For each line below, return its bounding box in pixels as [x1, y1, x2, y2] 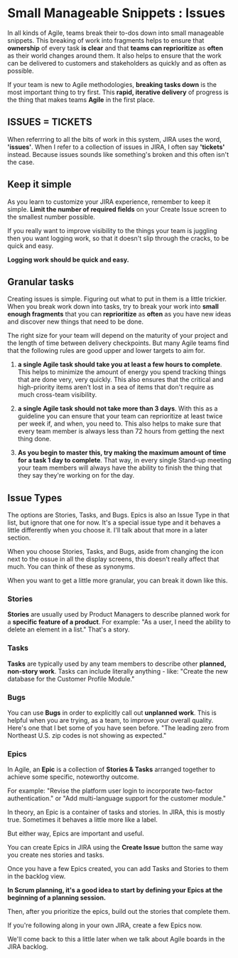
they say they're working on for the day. [17, 471, 135, 480]
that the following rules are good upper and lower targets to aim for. [7, 346, 205, 355]
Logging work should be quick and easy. [7, 255, 129, 264]
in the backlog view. [7, 872, 66, 881]
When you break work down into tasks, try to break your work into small [7, 302, 219, 311]
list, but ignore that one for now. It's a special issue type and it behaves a [7, 518, 221, 527]
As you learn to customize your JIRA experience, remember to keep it [7, 197, 211, 206]
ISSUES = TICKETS [7, 116, 92, 128]
